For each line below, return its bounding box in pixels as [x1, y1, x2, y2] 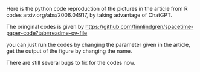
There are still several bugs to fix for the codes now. [6, 59, 136, 66]
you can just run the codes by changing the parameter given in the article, [6, 41, 190, 48]
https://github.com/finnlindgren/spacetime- [85, 23, 194, 30]
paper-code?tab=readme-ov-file [6, 29, 88, 37]
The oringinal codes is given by [6, 23, 85, 30]
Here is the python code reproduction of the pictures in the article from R [6, 5, 188, 12]
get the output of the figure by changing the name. [6, 47, 132, 55]
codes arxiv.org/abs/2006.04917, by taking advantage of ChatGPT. [6, 11, 173, 19]
